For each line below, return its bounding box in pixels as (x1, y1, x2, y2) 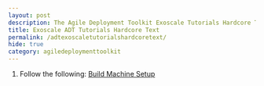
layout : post (8, 11, 51, 20)
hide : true (8, 41, 44, 48)
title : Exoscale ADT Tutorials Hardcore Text (8, 26, 159, 34)
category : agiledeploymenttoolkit (8, 48, 122, 56)
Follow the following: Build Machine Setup (19, 70, 156, 78)
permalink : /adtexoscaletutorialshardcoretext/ (8, 33, 167, 41)
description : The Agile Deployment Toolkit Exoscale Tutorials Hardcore (8, 19, 251, 27)
